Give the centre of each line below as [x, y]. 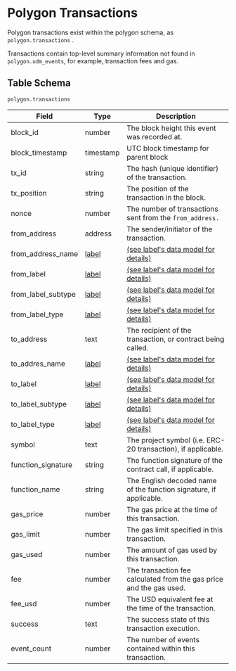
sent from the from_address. [173, 217]
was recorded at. [154, 136]
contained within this [160, 648]
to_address [29, 339]
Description [176, 116]
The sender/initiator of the [169, 229]
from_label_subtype [43, 294]
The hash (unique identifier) [172, 168]
